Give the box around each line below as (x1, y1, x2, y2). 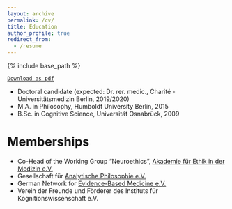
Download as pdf (7, 75, 54, 82)
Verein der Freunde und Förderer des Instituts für (17, 186, 159, 195)
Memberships (7, 134, 90, 150)
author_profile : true (7, 29, 70, 37)
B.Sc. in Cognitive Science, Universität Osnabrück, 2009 (17, 109, 180, 118)
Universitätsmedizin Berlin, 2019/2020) (17, 95, 130, 103)
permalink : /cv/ (7, 17, 54, 24)
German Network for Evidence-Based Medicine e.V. (17, 179, 167, 187)
